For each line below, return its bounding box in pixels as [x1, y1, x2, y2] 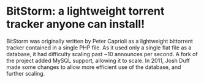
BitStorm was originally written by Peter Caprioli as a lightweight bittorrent [6, 37, 193, 45]
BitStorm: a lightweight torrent [6, 4, 165, 18]
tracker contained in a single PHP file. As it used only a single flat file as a [6, 44, 192, 51]
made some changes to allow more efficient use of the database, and [6, 63, 181, 71]
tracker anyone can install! [6, 17, 145, 31]
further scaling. [6, 70, 45, 77]
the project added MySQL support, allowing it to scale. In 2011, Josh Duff [6, 57, 190, 64]
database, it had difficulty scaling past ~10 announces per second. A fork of [6, 50, 198, 57]
